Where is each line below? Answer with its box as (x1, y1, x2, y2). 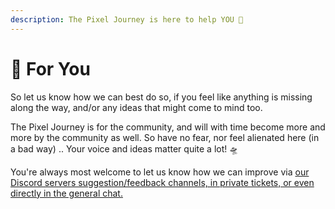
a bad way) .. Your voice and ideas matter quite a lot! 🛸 (10, 142, 239, 155)
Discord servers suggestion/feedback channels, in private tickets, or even (10, 176, 315, 188)
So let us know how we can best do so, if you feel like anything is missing (10, 91, 313, 103)
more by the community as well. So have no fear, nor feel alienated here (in (10, 131, 320, 143)
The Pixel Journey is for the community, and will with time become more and (10, 121, 326, 133)
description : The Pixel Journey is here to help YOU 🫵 (10, 14, 244, 25)
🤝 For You (10, 57, 91, 80)
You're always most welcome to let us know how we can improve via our (10, 166, 310, 178)
